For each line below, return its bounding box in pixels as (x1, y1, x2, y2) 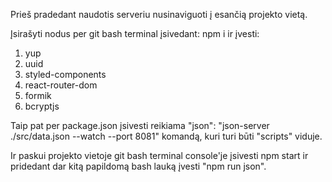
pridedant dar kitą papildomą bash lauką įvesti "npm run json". (10, 160, 267, 172)
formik (24, 90, 52, 101)
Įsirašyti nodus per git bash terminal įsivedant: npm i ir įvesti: (10, 28, 260, 39)
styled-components (24, 69, 107, 80)
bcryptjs (24, 100, 60, 112)
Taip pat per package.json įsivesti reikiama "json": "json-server (10, 120, 270, 131)
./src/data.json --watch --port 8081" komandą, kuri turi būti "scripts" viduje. (10, 130, 323, 142)
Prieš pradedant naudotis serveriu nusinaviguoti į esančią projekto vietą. (10, 9, 308, 20)
